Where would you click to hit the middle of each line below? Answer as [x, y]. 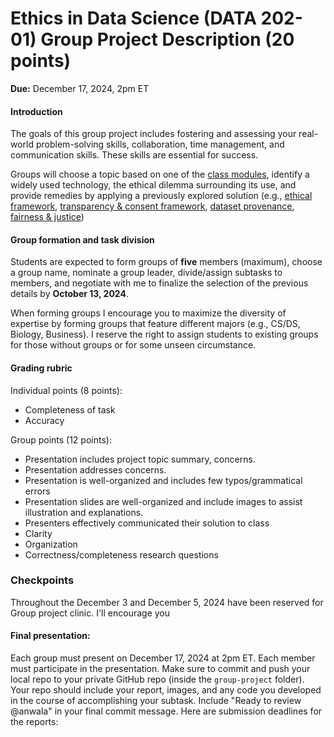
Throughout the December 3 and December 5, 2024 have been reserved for [167, 602]
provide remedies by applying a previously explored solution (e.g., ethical [161, 196]
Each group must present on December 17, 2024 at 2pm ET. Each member [163, 658]
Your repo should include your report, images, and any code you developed [166, 690]
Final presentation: [50, 636]
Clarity [38, 533]
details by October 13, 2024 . [69, 294]
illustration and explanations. [84, 512]
